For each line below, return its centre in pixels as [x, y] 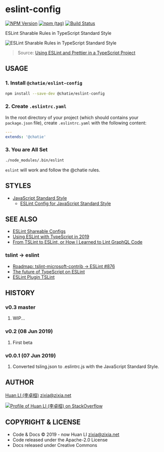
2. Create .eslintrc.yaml [36, 106]
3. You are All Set [26, 150]
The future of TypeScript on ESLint [48, 272]
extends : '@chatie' [26, 137]
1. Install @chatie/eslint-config [44, 83]
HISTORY [20, 293]
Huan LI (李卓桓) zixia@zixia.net [38, 395]
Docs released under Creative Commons [55, 445]
